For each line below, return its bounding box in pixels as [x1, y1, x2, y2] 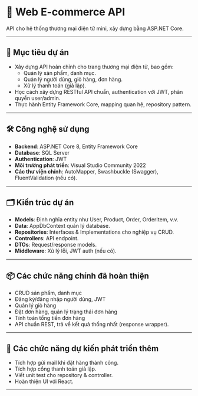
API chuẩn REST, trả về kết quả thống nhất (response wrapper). [14, 321, 169, 328]
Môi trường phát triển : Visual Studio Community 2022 [14, 162, 146, 169]
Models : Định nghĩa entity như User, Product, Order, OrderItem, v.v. [14, 216, 179, 223]
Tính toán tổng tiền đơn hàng [14, 315, 85, 322]
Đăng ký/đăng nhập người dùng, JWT [14, 296, 106, 303]
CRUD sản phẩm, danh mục [14, 289, 82, 297]
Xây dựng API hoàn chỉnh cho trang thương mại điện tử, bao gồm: [14, 63, 174, 70]
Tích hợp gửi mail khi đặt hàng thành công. [14, 359, 119, 366]
